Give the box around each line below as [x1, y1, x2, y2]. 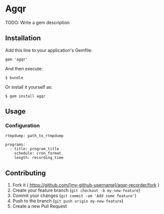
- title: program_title [9, 147, 59, 152]
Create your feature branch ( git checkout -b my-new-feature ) [12, 188, 140, 194]
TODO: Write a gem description [5, 19, 70, 25]
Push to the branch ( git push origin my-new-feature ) [12, 198, 123, 204]
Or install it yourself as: [5, 84, 52, 90]
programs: [5, 142, 26, 147]
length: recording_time [14, 155, 64, 160]
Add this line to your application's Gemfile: [5, 47, 92, 53]
